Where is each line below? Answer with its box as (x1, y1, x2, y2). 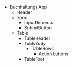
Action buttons (38, 51, 69, 57)
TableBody (24, 41, 46, 46)
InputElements (24, 20, 54, 25)
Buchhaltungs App (9, 4, 47, 10)
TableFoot (24, 56, 45, 62)
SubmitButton (24, 25, 52, 31)
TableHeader (24, 35, 50, 41)
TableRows (31, 46, 54, 51)
